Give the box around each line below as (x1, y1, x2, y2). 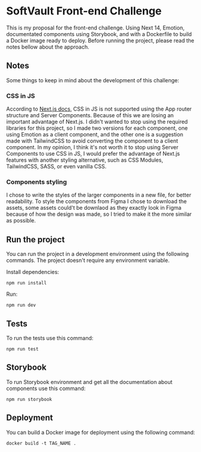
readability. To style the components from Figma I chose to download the (6, 198, 187, 205)
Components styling (6, 177, 67, 186)
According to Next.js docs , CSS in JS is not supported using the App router (6, 105, 192, 112)
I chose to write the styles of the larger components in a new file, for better (6, 191, 191, 199)
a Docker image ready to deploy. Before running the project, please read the (6, 37, 195, 44)
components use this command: (6, 385, 86, 392)
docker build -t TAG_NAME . (6, 440, 77, 446)
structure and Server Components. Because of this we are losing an (6, 112, 174, 119)
